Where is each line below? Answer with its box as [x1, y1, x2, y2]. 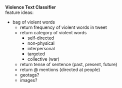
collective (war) [27, 56, 60, 62]
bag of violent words [12, 19, 55, 25]
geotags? [19, 72, 39, 78]
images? [19, 77, 37, 83]
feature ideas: [5, 9, 34, 15]
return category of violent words [19, 30, 87, 35]
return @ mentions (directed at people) [19, 67, 100, 73]
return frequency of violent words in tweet [19, 24, 107, 30]
